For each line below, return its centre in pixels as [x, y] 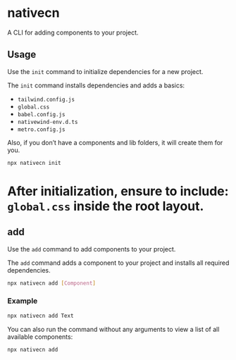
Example [23, 301]
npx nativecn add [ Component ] [52, 283]
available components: [40, 337]
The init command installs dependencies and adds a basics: [96, 85]
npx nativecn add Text [41, 316]
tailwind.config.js [46, 99]
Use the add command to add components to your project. [92, 249]
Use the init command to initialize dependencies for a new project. [105, 71]
